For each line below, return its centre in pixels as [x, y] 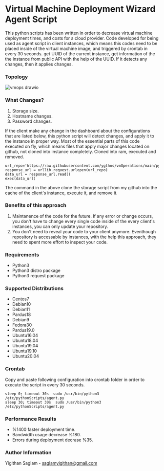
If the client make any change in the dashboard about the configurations [78, 131]
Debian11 [21, 310]
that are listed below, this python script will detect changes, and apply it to [80, 136]
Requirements [22, 254]
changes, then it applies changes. [39, 64]
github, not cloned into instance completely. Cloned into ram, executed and [81, 151]
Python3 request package [38, 276]
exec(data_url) [20, 179]
